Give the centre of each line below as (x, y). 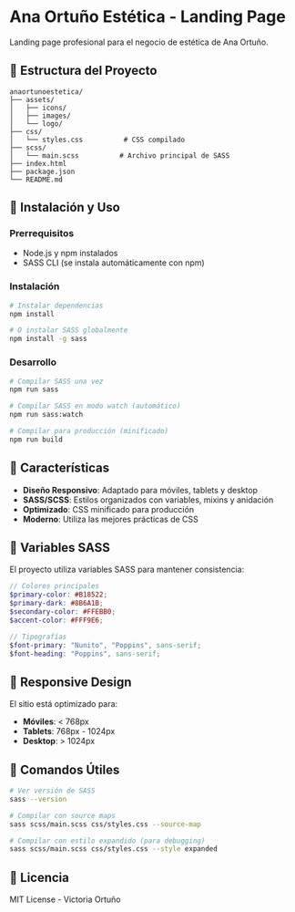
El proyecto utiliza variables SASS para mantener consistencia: (127, 570)
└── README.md (36, 180)
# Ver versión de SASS (52, 791)
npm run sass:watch (46, 415)
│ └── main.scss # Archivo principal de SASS (120, 155)
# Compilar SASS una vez (56, 381)
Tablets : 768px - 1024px (69, 731)
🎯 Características (60, 468)
